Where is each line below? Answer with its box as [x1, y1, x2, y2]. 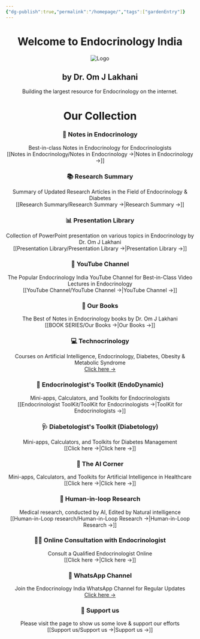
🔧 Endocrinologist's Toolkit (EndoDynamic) [36, 381, 164, 389]
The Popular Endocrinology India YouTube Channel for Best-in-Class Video [7, 274, 193, 281]
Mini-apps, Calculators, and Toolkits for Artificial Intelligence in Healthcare [8, 473, 192, 481]
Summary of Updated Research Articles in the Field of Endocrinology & [12, 188, 188, 195]
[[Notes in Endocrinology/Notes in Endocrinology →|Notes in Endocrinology [7, 150, 193, 157]
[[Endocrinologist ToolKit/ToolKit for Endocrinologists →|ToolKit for [17, 400, 183, 408]
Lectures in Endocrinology [67, 280, 133, 287]
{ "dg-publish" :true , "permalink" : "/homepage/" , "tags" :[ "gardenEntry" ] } [5, 8, 186, 15]
